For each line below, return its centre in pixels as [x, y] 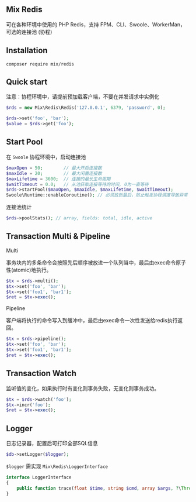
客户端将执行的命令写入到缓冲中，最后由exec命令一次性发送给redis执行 [92, 321]
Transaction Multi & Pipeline [58, 236]
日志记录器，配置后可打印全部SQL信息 [52, 443]
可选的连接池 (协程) [29, 32]
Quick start [27, 82]
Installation [27, 51]
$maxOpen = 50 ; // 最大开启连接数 [54, 168]
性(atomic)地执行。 [29, 270]
